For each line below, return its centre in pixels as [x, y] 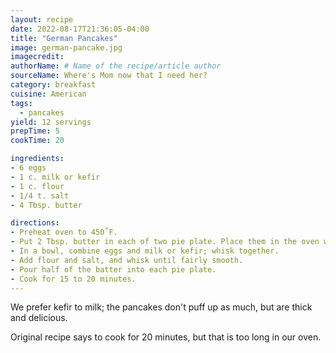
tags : [21, 103]
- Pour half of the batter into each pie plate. [113, 269]
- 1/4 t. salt [40, 196]
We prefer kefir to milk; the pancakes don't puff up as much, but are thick [161, 307]
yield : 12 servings [51, 122]
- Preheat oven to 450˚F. [64, 232]
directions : [35, 223]
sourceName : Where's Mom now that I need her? [109, 76]
